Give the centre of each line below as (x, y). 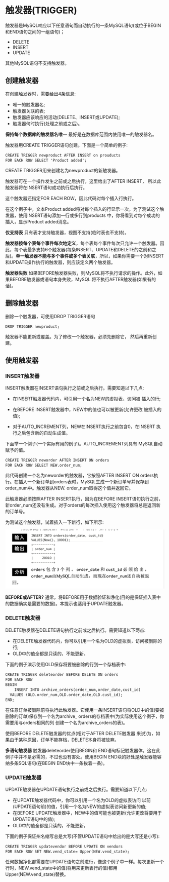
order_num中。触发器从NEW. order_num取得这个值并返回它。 (69, 488)
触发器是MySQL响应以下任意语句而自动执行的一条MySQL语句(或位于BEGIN (83, 25)
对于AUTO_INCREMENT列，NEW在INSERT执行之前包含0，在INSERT (84, 427)
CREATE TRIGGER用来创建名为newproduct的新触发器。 (63, 170)
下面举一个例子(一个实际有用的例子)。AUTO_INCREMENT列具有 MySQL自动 (84, 444)
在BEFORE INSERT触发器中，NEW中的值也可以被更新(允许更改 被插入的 (87, 410)
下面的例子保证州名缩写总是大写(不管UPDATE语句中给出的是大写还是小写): (82, 836)
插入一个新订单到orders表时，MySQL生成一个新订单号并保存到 (84, 482)
